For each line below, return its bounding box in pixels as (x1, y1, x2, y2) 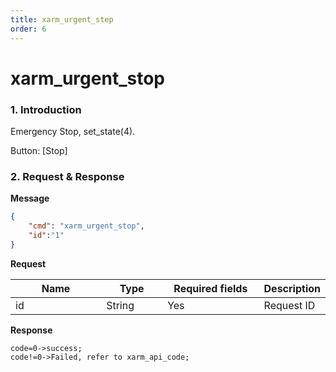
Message (10, 192, 50, 205)
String (106, 298, 135, 312)
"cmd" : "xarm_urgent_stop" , (28, 221, 145, 231)
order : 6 (10, 24, 47, 34)
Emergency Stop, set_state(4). (10, 125, 136, 137)
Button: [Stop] (10, 144, 68, 156)
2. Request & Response (10, 169, 125, 183)
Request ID (263, 298, 316, 312)
